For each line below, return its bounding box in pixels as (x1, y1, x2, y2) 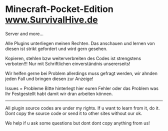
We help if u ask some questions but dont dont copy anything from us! (5, 120, 150, 126)
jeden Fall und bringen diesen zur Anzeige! (5, 75, 93, 81)
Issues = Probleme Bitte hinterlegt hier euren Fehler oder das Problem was (5, 85, 159, 91)
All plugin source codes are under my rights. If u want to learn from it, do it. (5, 105, 160, 111)
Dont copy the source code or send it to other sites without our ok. (5, 110, 142, 116)
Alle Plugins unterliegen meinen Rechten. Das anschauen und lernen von (5, 40, 155, 46)
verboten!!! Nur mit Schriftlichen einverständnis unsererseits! (5, 60, 130, 66)
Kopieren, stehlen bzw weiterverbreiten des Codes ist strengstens (5, 55, 141, 61)
